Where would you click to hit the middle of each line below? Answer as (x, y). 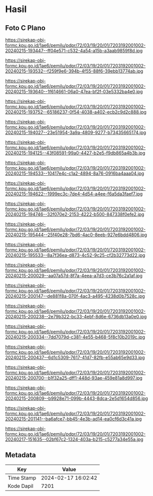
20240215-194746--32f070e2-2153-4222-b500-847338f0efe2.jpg (75, 214)
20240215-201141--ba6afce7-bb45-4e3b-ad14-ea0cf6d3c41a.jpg (73, 419)
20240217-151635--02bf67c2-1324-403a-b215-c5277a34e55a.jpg (74, 439)
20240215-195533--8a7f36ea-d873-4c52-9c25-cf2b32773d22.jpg (75, 255)
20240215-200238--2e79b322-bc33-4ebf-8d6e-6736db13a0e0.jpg (76, 316)
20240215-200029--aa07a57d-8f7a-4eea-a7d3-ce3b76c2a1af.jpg (74, 276)
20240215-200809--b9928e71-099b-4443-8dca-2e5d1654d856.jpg (76, 398)
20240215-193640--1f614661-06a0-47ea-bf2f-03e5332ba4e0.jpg (74, 91)
